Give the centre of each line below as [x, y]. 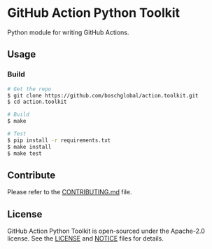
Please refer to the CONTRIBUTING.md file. [70, 192]
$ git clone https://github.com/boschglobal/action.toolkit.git [103, 95]
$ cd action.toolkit [37, 102]
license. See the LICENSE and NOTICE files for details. [86, 238]
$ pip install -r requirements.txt [59, 140]
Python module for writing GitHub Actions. [68, 32]
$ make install [29, 147]
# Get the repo [29, 89]
